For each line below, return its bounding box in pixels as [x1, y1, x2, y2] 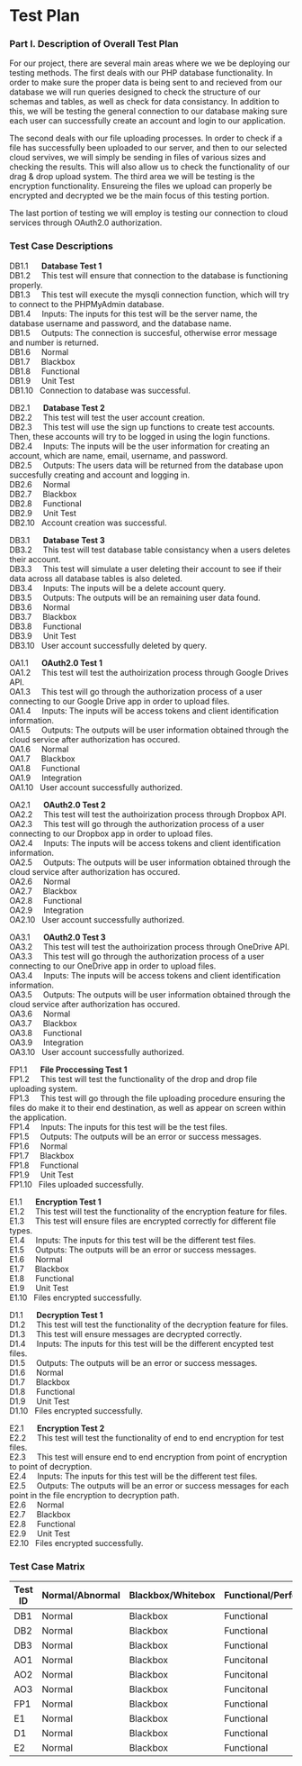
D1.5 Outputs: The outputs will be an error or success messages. [9, 1357, 258, 1368]
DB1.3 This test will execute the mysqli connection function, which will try [9, 289, 289, 300]
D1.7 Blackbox [9, 1376, 70, 1388]
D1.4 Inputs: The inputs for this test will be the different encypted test [9, 1338, 274, 1349]
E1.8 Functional [9, 1272, 75, 1284]
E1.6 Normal [9, 1253, 63, 1264]
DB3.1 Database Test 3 [9, 534, 105, 545]
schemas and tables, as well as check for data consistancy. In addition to [9, 96, 280, 107]
